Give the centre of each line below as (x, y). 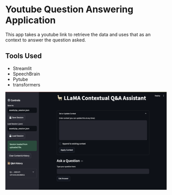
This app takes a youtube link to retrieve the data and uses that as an (78, 34)
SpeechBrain (26, 74)
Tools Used (24, 56)
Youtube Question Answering (69, 9)
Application (30, 20)
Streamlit (22, 68)
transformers (26, 84)
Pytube (20, 79)
